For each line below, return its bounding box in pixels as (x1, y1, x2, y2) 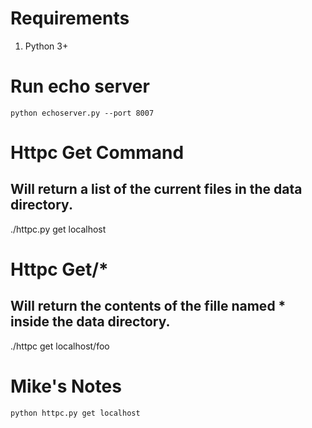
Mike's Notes (10, 375, 122, 398)
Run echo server (10, 75, 150, 98)
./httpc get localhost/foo (10, 340, 110, 352)
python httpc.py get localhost (10, 408, 141, 418)
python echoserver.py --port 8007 (10, 108, 155, 118)
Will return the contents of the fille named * (10, 298, 287, 315)
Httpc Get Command (10, 142, 185, 164)
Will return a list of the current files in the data (10, 181, 303, 198)
